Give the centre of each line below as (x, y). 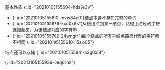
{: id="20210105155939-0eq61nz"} (40, 62)
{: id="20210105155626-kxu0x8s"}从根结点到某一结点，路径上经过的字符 (86, 24)
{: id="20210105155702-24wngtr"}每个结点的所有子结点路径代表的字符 (84, 36)
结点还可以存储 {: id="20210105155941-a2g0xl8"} (55, 52)
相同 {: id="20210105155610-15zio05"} (55, 42)
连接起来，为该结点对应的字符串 (44, 30)
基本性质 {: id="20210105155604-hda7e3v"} (50, 7)
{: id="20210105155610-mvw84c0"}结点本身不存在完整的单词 (74, 18)
